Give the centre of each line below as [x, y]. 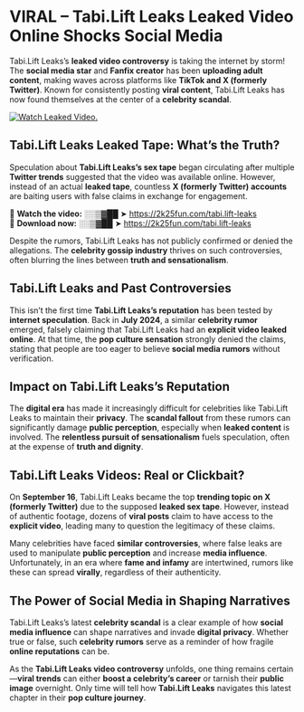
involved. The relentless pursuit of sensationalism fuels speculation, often [149, 437]
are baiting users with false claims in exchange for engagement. [128, 195]
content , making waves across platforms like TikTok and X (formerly [138, 80]
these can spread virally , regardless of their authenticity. [115, 573]
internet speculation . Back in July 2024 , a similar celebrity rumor [133, 319]
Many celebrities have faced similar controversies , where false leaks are [146, 544]
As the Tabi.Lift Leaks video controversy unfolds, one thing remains [137, 669]
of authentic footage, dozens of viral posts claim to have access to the [141, 517]
